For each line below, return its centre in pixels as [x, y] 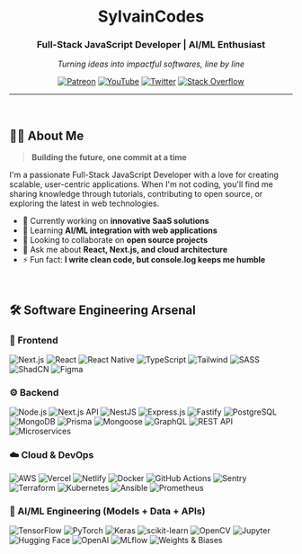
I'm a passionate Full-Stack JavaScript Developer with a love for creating [144, 175]
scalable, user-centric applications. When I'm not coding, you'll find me [142, 184]
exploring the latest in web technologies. [84, 203]
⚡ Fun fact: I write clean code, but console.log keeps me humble [144, 260]
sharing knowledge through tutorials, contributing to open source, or [136, 194]
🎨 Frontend [34, 340]
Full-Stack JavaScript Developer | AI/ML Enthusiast [151, 45]
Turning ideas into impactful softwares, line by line [151, 64]
